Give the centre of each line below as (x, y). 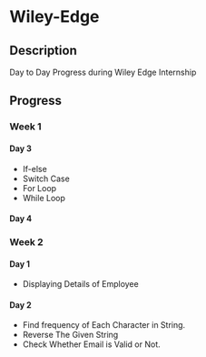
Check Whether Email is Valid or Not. (91, 344)
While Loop (44, 198)
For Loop (39, 188)
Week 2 (26, 242)
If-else (34, 168)
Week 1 (26, 127)
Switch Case (46, 178)
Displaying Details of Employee (80, 284)
